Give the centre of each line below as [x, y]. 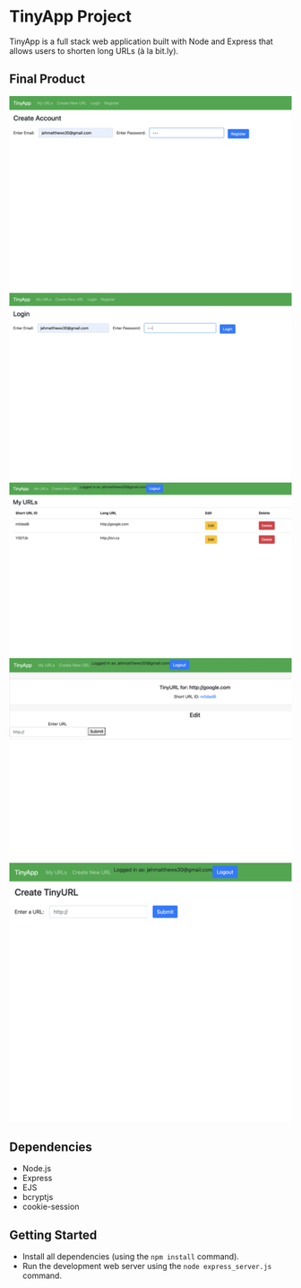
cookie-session [51, 1207]
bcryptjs [38, 1197]
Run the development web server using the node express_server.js [147, 1266]
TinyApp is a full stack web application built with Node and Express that [141, 41]
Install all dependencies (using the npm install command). [131, 1256]
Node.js [37, 1169]
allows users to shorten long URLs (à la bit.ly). [94, 50]
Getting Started [53, 1235]
